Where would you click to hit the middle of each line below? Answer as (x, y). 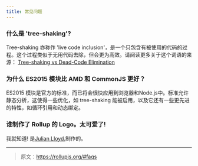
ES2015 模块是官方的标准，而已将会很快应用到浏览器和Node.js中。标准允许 (98, 93)
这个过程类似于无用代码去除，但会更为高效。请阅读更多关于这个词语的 (101, 54)
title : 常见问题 (24, 12)
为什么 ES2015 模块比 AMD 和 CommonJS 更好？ (76, 79)
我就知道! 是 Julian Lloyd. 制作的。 (46, 138)
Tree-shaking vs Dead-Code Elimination (66, 62)
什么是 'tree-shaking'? (39, 33)
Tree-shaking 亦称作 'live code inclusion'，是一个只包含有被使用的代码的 (94, 47)
